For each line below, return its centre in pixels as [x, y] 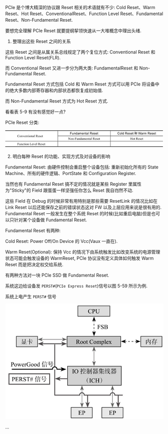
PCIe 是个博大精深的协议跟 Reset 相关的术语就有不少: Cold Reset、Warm [80, 7]
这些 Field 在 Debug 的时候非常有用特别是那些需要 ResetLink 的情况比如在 [81, 201]
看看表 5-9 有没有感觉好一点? [36, 112]
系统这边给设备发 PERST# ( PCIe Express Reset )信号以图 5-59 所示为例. [76, 286]
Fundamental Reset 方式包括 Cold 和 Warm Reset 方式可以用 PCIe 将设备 [80, 84]
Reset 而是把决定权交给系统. [34, 264]
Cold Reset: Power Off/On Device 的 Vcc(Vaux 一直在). [61, 241]
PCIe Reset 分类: [22, 122]
